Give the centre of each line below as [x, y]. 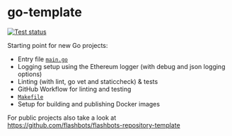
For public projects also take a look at [62, 118]
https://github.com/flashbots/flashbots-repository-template [94, 125]
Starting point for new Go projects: [58, 45]
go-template [45, 12]
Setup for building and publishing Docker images [89, 104]
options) [30, 74]
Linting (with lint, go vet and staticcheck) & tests [88, 81]
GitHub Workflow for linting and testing [74, 89]
